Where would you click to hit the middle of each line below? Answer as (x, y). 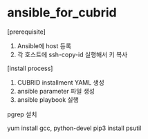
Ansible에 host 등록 (44, 45)
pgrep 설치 (22, 114)
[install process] (30, 68)
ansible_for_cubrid (62, 13)
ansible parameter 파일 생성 (56, 91)
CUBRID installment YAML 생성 (61, 82)
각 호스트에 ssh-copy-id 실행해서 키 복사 (72, 54)
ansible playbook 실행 (48, 99)
